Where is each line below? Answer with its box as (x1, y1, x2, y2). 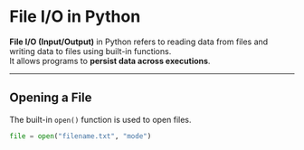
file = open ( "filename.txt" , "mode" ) (9, 131, 152, 141)
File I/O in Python (9, 6, 141, 27)
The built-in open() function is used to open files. (9, 114, 192, 125)
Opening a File (9, 90, 92, 106)
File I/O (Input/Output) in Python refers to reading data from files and (9, 36, 269, 47)
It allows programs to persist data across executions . (9, 55, 211, 66)
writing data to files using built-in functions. (9, 45, 172, 56)
